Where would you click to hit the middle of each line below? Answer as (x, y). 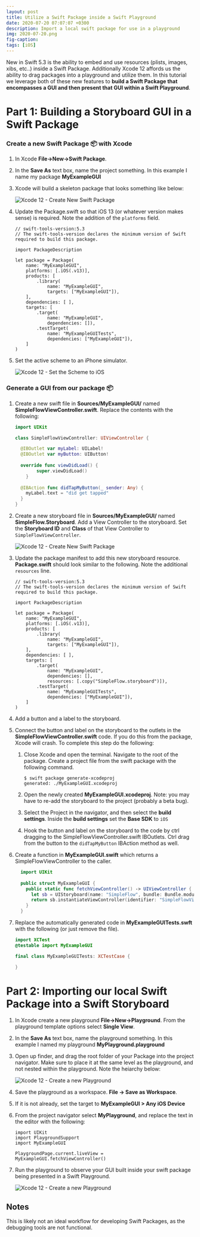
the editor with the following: (50, 1122)
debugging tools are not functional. (49, 1227)
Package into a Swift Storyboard (88, 1004)
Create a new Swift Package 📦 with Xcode (69, 143)
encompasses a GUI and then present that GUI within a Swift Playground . (99, 87)
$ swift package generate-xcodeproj (69, 778)
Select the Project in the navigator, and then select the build (98, 812)
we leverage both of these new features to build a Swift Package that (92, 81)
